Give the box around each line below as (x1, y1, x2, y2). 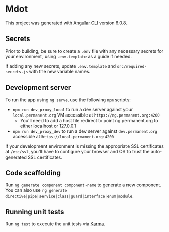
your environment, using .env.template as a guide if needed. (5, 53, 132, 59)
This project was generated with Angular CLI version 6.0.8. (5, 20, 128, 26)
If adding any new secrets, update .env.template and (5, 63, 116, 69)
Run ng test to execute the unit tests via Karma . (5, 221, 105, 227)
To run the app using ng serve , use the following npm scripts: (5, 97, 131, 103)
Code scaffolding (5, 168, 61, 177)
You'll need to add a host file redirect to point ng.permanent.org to (20, 117, 158, 123)
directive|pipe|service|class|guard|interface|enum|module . (5, 193, 134, 199)
